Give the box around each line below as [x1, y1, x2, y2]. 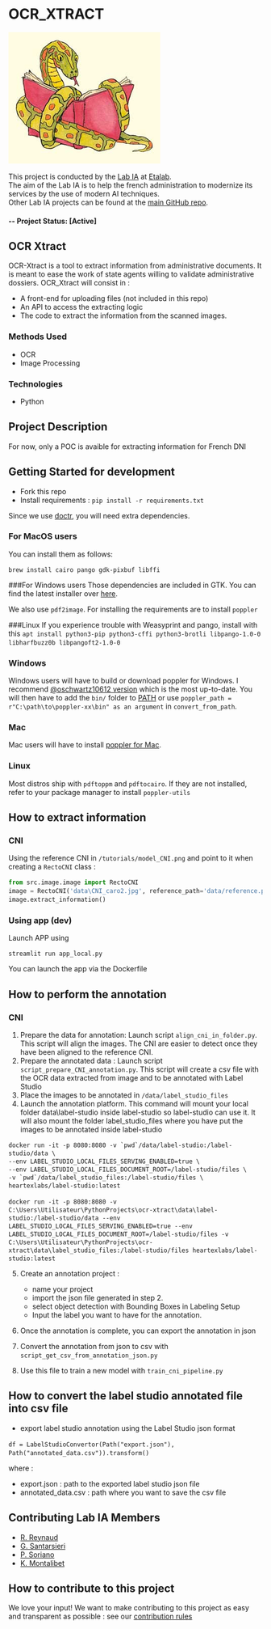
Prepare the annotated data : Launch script [19, 1056, 163, 1066]
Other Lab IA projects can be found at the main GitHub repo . [8, 197, 208, 207]
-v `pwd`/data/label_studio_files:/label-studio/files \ [8, 1174, 204, 1182]
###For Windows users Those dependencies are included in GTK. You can [8, 580, 256, 590]
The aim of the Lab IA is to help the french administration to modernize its [8, 180, 253, 190]
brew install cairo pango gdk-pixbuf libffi [8, 565, 161, 574]
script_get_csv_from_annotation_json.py [19, 1352, 158, 1360]
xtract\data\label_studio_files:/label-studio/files [8, 1246, 190, 1255]
